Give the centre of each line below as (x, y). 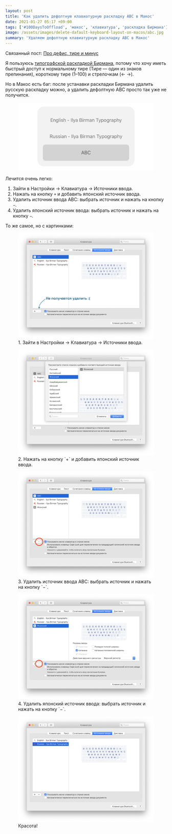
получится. (17, 95)
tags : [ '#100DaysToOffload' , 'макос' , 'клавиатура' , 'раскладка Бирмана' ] (87, 27)
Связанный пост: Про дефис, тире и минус (52, 53)
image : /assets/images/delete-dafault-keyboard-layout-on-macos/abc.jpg (84, 33)
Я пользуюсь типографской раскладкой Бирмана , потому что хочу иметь (86, 63)
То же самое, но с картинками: (40, 226)
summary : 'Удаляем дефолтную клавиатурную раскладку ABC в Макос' (78, 38)
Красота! (28, 826)
